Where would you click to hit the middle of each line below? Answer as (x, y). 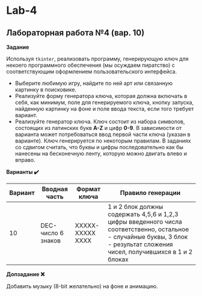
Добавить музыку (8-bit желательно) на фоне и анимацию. (82, 286)
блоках (118, 259)
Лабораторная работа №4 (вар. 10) (75, 33)
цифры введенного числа (145, 222)
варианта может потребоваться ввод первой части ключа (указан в (103, 134)
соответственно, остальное (148, 229)
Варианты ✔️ (23, 172)
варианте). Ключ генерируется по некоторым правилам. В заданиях (103, 141)
